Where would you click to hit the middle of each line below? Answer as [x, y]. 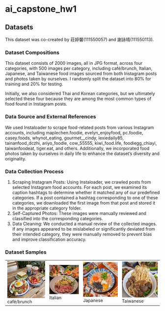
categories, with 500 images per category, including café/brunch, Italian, [79, 68]
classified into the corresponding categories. [57, 218]
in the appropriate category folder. [47, 208]
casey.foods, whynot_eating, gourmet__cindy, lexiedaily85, [65, 138]
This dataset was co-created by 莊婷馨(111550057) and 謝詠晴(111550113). [80, 39]
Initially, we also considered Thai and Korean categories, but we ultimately [80, 94]
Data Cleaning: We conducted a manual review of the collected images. [84, 224]
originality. [16, 158]
